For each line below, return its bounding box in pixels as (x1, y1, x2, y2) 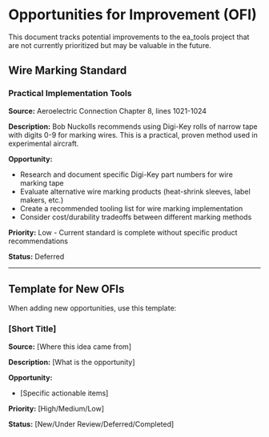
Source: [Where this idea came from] (8, 342, 132, 351)
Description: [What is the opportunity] (8, 357, 135, 367)
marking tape (19, 178, 64, 187)
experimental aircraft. (8, 138, 79, 148)
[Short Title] (8, 323, 57, 335)
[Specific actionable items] (19, 388, 109, 398)
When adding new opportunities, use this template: (8, 303, 177, 313)
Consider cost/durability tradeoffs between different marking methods (19, 212, 252, 222)
